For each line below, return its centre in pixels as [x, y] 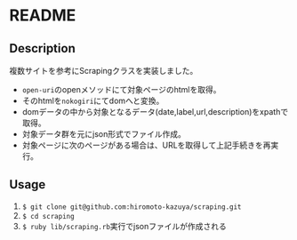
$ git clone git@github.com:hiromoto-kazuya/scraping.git [132, 207]
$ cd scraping [48, 216]
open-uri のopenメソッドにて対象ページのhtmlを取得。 [121, 89]
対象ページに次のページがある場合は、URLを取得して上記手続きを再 [146, 145]
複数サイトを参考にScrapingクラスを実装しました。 [104, 71]
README [43, 16]
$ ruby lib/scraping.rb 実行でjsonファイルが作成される [124, 226]
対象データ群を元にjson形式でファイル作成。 [104, 134]
